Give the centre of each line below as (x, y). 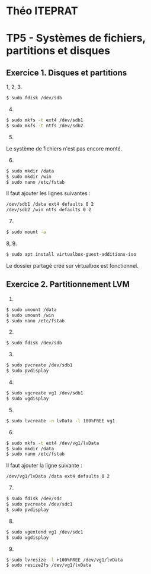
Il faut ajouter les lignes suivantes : (48, 193)
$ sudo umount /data (32, 310)
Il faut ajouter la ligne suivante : (44, 466)
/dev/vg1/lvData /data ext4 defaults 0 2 (58, 476)
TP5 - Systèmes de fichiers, (76, 38)
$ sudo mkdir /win (29, 177)
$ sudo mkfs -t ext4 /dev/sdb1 (45, 120)
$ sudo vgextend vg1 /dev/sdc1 (45, 532)
